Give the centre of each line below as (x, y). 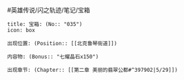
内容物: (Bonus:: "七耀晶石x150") (53, 57)
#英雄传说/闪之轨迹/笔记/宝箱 (49, 10)
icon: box (21, 30)
